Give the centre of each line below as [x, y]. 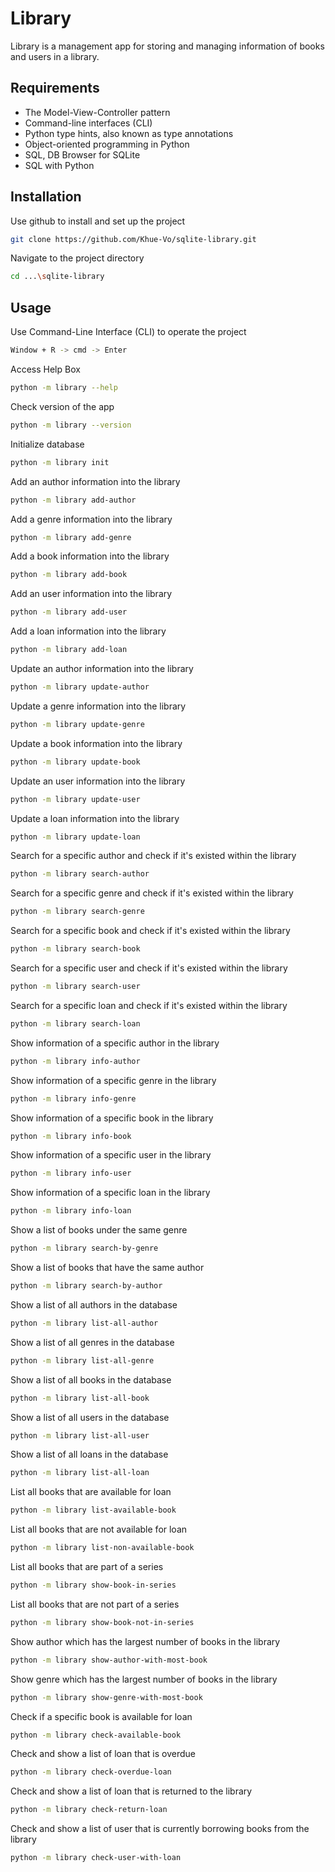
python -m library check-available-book [96, 1735]
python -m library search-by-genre [84, 1248]
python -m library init [60, 462]
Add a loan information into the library [88, 631]
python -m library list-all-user [80, 1435]
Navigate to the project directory [77, 258]
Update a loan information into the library [95, 818]
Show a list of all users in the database [90, 1417]
